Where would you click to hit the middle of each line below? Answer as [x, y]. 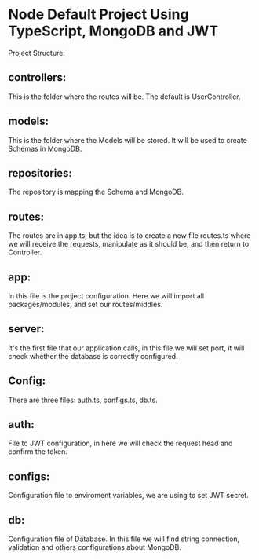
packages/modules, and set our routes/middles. [86, 304]
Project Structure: [36, 53]
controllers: [37, 77]
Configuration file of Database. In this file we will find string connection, [124, 539]
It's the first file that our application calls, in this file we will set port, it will [126, 348]
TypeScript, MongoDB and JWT [113, 31]
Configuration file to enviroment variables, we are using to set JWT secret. [128, 496]
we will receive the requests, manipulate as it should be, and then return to [129, 244]
